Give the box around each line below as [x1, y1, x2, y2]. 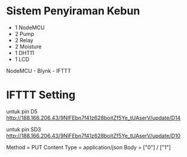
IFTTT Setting [6, 88, 76, 102]
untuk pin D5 [6, 107, 38, 115]
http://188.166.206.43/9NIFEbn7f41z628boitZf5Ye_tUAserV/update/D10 [6, 132, 181, 139]
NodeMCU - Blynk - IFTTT [6, 67, 72, 74]
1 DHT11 [14, 49, 35, 56]
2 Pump [14, 30, 35, 37]
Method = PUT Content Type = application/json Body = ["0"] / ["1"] [6, 143, 171, 150]
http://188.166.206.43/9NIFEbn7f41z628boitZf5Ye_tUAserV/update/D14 [6, 114, 181, 121]
